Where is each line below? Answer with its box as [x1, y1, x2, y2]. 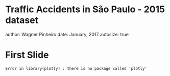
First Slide [5, 49, 49, 61]
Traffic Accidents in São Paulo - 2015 [5, 4, 165, 15]
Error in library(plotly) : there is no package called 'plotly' [5, 66, 147, 71]
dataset [5, 14, 39, 26]
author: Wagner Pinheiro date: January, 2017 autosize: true [5, 31, 129, 37]
